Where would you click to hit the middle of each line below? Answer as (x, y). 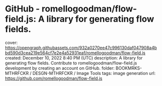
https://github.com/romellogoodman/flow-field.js (54, 78)
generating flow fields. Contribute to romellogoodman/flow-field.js (71, 63)
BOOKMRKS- (129, 68)
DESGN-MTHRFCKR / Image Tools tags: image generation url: (94, 73)
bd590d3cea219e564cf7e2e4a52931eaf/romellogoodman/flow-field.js (75, 53)
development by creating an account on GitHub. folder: (60, 68)
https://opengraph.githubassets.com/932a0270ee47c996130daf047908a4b (81, 48)
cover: (11, 42)
